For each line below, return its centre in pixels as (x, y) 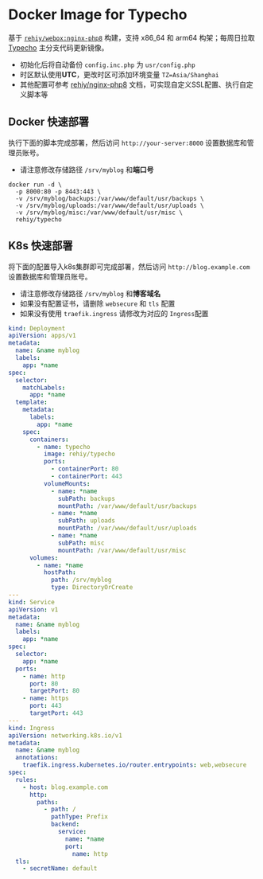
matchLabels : (44, 388)
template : (31, 402)
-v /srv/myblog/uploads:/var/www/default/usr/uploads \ (110, 205)
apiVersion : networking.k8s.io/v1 (66, 735)
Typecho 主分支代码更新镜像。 (58, 47)
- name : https (46, 698)
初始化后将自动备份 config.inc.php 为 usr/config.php (108, 64)
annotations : (37, 758)
